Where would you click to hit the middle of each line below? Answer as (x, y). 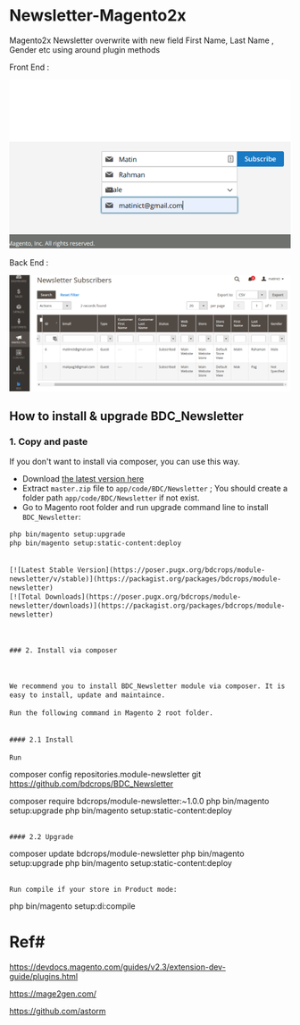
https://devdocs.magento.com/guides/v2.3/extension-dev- (117, 967)
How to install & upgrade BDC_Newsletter (126, 416)
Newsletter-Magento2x (98, 16)
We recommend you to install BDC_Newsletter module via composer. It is (147, 686)
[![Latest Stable (42, 570)
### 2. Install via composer (63, 650)
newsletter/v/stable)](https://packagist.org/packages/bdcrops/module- (145, 579)
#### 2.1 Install (42, 739)
